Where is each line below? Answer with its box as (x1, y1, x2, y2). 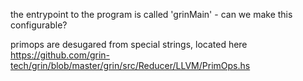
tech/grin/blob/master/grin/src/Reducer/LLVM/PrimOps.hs (10, 60, 251, 71)
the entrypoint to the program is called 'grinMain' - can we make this (10, 9, 293, 20)
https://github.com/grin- (10, 49, 111, 61)
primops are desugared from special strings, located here (10, 39, 248, 50)
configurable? (10, 19, 68, 31)
